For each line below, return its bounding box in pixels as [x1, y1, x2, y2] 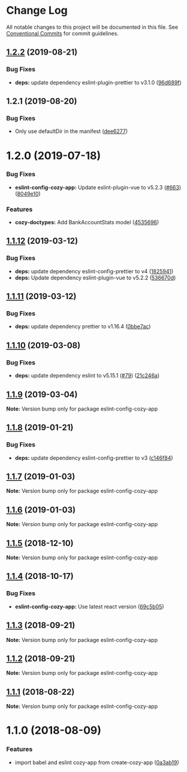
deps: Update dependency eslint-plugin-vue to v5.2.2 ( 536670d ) [14, 274, 176, 281]
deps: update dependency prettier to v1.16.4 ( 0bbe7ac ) [14, 323, 151, 330]
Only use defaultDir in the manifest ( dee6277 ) [14, 128, 128, 135]
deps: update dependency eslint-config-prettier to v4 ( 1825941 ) [14, 267, 174, 275]
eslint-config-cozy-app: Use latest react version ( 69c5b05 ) [14, 603, 164, 610]
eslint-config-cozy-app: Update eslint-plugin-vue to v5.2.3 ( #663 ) [14, 183, 182, 191]
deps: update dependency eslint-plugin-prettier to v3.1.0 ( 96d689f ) [14, 79, 182, 86]
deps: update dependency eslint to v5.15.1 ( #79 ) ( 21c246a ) [14, 372, 160, 379]
